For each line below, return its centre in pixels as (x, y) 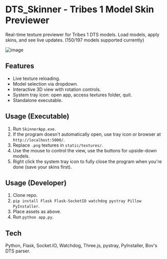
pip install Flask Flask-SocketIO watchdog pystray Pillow (77, 201)
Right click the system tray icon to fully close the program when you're (87, 161)
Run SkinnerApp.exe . (34, 129)
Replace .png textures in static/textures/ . (58, 145)
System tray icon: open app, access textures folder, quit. (72, 95)
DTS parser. (18, 251)
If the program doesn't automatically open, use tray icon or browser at (87, 134)
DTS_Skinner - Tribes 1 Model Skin (80, 9)
